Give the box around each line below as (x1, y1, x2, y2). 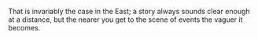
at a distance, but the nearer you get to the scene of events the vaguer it (8, 15, 243, 24)
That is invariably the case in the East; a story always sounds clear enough (8, 7, 250, 16)
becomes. (8, 23, 41, 32)
